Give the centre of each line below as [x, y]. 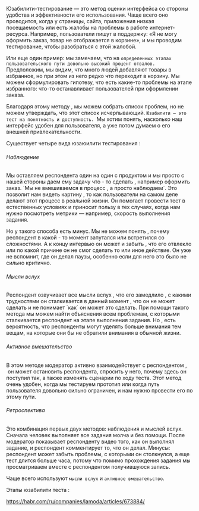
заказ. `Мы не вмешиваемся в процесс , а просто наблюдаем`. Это [91, 188]
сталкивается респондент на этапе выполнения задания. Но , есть [91, 320]
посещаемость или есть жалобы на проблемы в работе [77, 27]
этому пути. [21, 397]
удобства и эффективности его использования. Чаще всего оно [87, 15]
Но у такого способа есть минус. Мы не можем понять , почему [88, 231]
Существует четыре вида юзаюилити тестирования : [73, 143]
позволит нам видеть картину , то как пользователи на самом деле [92, 194]
